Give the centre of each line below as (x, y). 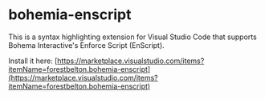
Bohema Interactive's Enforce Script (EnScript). (86, 45)
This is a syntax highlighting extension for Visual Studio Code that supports (132, 37)
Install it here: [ (33, 61)
